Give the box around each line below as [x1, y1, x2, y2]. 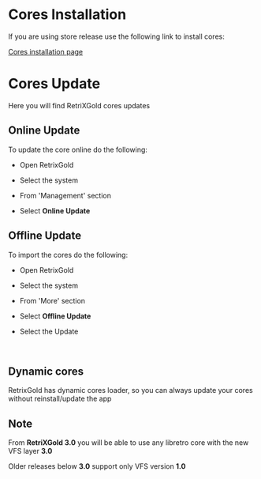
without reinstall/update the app [8, 394, 112, 404]
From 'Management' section [19, 190, 112, 200]
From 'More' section [19, 296, 85, 305]
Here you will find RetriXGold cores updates [8, 100, 151, 110]
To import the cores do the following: [8, 250, 129, 259]
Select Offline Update [19, 311, 91, 321]
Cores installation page [8, 47, 84, 56]
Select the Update [19, 326, 79, 336]
